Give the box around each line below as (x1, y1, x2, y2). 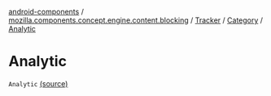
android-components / (8, 7, 84, 16)
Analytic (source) (8, 78, 68, 88)
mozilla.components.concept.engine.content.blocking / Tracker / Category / (8, 15, 263, 25)
